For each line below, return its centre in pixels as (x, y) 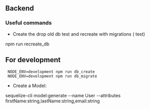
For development (33, 60)
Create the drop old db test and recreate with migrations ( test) (79, 34)
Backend (20, 8)
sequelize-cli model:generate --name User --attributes (63, 95)
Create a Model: (30, 86)
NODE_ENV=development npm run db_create (51, 72)
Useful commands (29, 23)
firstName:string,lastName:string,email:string (52, 101)
